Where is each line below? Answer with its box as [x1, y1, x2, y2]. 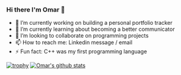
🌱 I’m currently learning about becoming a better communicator [15, 25, 175, 33]
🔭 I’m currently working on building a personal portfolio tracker [15, 19, 172, 27]
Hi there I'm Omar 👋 [6, 5, 65, 14]
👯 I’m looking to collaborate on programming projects [15, 32, 149, 39]
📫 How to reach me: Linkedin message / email [15, 39, 133, 46]
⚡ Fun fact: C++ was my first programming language [15, 48, 147, 55]
